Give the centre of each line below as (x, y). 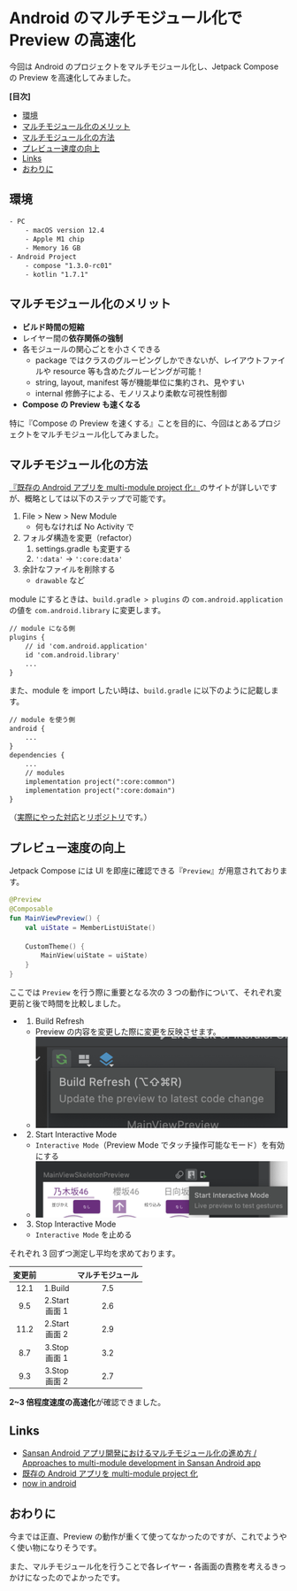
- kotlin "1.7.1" (57, 274)
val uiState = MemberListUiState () (91, 927)
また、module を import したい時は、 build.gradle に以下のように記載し (140, 690)
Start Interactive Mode (76, 1134)
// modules (45, 773)
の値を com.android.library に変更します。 (88, 611)
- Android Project (43, 257)
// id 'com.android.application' (87, 647)
